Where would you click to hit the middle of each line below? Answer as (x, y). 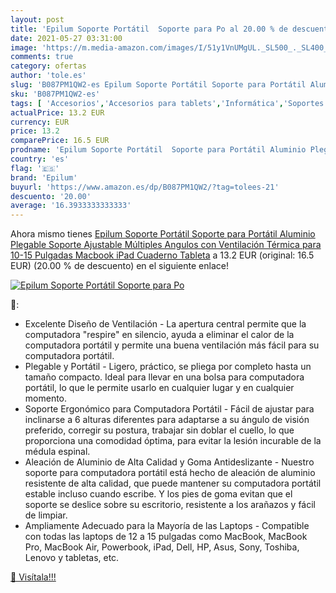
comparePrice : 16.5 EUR (60, 141)
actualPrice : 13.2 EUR (57, 112)
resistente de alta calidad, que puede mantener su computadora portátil (173, 483)
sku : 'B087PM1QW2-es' (55, 94)
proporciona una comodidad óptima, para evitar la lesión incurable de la (173, 441)
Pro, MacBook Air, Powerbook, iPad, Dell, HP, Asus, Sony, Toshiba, (162, 547)
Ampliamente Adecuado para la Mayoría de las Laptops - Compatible (167, 526)
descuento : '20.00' (51, 196)
